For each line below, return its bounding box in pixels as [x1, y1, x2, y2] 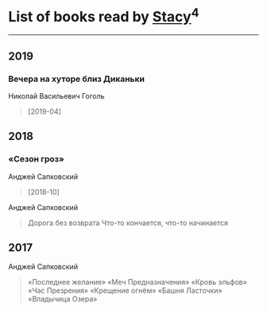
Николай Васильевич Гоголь [8, 91, 105, 100]
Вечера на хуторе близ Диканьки [8, 73, 145, 84]
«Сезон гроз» [8, 154, 65, 165]
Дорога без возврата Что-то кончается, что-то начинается [27, 218, 229, 227]
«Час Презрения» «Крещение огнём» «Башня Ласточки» [27, 286, 222, 295]
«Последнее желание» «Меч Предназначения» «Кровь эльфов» [27, 278, 248, 287]
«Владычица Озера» [27, 294, 98, 304]
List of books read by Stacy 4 [8, 5, 199, 26]
